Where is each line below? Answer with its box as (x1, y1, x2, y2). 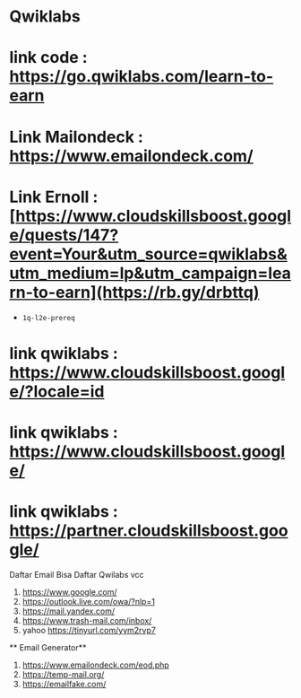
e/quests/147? (9, 224, 119, 245)
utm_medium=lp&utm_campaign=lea (9, 263, 291, 284)
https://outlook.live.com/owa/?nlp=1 (21, 596, 155, 606)
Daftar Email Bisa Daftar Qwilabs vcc (9, 569, 145, 580)
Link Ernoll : (9, 187, 99, 207)
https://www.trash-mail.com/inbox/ (21, 615, 152, 625)
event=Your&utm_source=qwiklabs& (9, 244, 288, 264)
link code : (9, 48, 88, 68)
